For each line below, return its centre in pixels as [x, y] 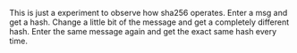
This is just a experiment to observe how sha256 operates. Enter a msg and [148, 13]
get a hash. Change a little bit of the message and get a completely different [149, 22]
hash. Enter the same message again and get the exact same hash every [143, 31]
